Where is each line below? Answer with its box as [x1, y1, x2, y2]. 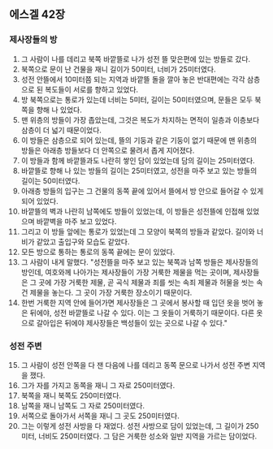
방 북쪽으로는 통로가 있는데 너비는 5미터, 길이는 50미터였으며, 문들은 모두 [20, 94, 253, 104]
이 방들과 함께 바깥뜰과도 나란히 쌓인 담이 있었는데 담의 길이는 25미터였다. [20, 155, 255, 165]
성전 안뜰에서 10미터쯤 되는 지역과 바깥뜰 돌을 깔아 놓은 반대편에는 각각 [20, 74, 246, 84]
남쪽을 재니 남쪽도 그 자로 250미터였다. [20, 400, 145, 410]
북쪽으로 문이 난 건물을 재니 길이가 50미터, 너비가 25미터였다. [20, 64, 216, 74]
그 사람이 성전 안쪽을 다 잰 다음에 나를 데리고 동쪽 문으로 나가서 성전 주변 [20, 360, 251, 369]
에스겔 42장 [9, 7, 66, 22]
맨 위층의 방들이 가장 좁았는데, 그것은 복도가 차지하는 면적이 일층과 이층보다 [20, 114, 260, 124]
